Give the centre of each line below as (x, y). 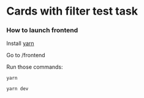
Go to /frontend (26, 55)
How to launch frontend (42, 30)
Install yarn (21, 43)
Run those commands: (35, 67)
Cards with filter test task (72, 11)
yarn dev (17, 89)
